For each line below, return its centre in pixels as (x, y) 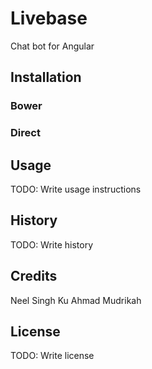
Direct (25, 133)
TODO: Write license (52, 356)
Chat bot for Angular (52, 46)
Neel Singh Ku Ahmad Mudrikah (76, 300)
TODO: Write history (52, 244)
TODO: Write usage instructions (76, 189)
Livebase (49, 18)
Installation (46, 77)
